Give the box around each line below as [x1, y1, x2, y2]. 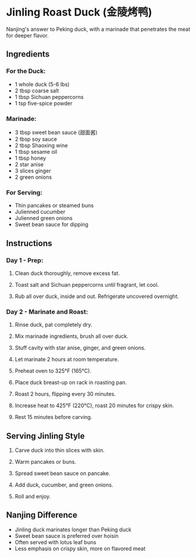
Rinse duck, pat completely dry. [14, 321, 93, 328]
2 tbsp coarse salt [14, 87, 59, 94]
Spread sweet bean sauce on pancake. [14, 470, 111, 477]
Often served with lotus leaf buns [14, 538, 97, 545]
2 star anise [14, 160, 44, 168]
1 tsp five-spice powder [14, 100, 72, 107]
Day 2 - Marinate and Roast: [6, 308, 88, 316]
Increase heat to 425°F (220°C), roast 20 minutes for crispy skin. [14, 402, 174, 409]
